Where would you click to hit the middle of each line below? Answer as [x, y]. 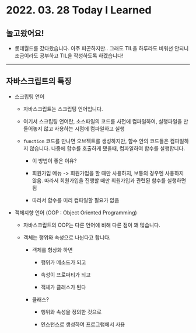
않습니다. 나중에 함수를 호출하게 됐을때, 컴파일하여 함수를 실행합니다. [107, 148]
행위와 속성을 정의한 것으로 [71, 312]
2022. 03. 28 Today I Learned [79, 10]
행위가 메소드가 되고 [63, 262]
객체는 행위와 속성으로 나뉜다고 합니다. [67, 237]
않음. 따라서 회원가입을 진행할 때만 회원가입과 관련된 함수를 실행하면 [109, 180]
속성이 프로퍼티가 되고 [66, 275]
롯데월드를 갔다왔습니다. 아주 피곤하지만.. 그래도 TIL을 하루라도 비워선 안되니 [101, 48]
